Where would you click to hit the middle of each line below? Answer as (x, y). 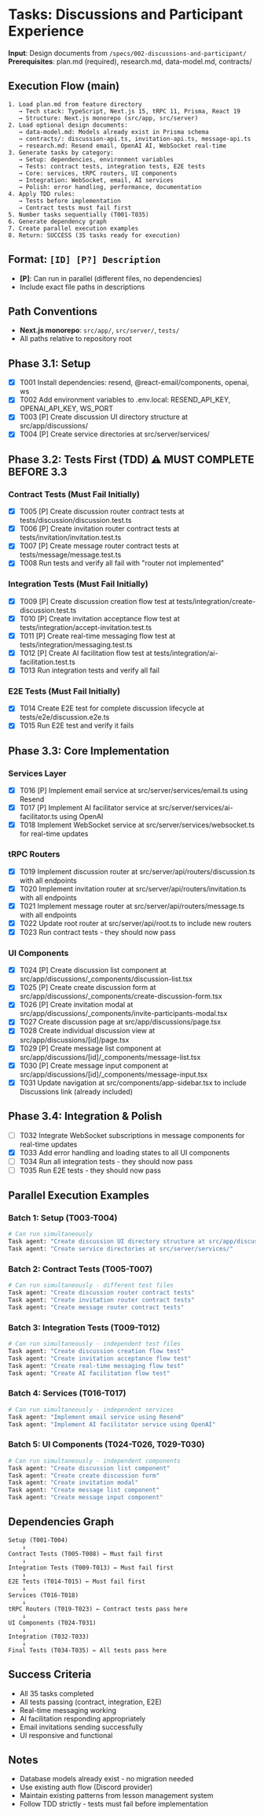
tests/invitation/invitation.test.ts (70, 538)
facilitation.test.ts (48, 662)
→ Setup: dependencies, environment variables (96, 159)
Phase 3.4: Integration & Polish (85, 1116)
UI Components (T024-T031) (52, 1623)
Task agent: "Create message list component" (84, 1490)
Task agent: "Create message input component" (86, 1498)
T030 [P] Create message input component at (94, 1066)
